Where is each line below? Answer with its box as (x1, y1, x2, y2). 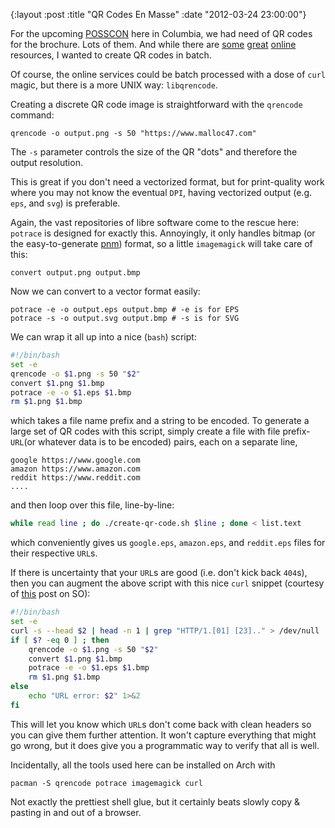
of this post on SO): (10, 588, 91, 600)
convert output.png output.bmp (10, 268, 141, 278)
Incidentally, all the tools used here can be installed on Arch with (10, 759, 276, 771)
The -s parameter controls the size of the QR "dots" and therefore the (10, 146, 298, 158)
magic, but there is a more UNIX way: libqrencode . (10, 79, 218, 91)
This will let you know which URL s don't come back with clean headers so (10, 718, 312, 730)
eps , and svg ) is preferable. (10, 197, 121, 209)
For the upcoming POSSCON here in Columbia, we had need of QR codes (10, 28, 313, 39)
